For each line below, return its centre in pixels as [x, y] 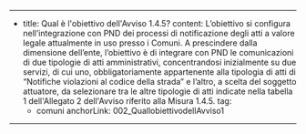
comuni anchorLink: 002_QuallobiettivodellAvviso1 [130, 111]
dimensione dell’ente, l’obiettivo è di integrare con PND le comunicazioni [158, 52]
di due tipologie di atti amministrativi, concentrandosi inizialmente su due [159, 62]
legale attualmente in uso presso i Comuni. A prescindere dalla [140, 43]
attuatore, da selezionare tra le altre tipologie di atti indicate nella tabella [158, 91]
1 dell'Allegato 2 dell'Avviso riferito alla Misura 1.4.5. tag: [127, 101]
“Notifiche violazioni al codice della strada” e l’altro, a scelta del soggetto [159, 82]
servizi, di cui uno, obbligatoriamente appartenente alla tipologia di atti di [159, 72]
